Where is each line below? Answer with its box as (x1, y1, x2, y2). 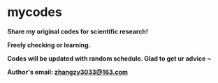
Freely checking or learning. (7, 40, 91, 49)
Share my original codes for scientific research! (7, 27, 149, 36)
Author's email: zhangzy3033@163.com (7, 68, 128, 76)
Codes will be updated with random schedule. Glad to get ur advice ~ (7, 54, 212, 63)
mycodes (7, 4, 63, 20)
